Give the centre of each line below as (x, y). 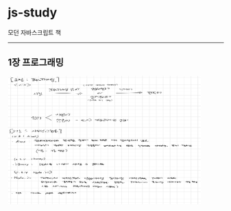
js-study (33, 13)
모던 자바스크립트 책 (34, 32)
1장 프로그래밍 (36, 63)
